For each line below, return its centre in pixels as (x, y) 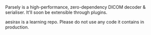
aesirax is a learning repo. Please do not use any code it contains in (75, 22)
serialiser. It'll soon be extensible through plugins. (56, 12)
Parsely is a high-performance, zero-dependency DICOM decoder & (75, 7)
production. (17, 27)
